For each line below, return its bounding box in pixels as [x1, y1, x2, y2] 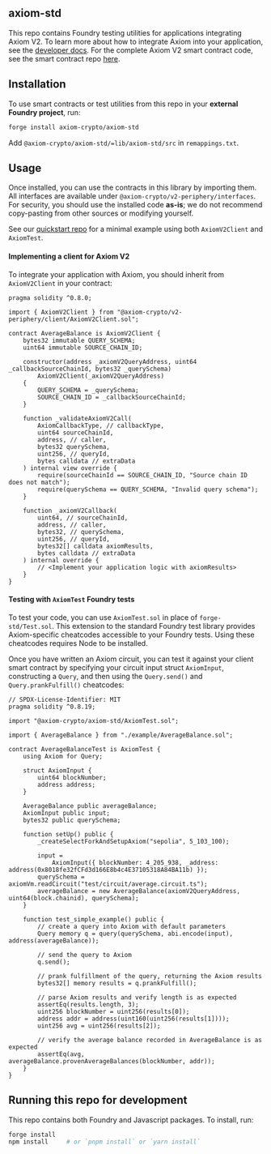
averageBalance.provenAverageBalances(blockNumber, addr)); [8, 1057, 216, 1065]
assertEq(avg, [37, 1049, 85, 1058]
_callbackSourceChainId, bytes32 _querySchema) [8, 365, 172, 373]
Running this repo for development [8, 1093, 188, 1107]
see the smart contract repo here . [8, 53, 121, 63]
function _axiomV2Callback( [23, 506, 117, 515]
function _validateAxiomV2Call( [23, 414, 132, 422]
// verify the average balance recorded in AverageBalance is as [37, 1036, 263, 1044]
